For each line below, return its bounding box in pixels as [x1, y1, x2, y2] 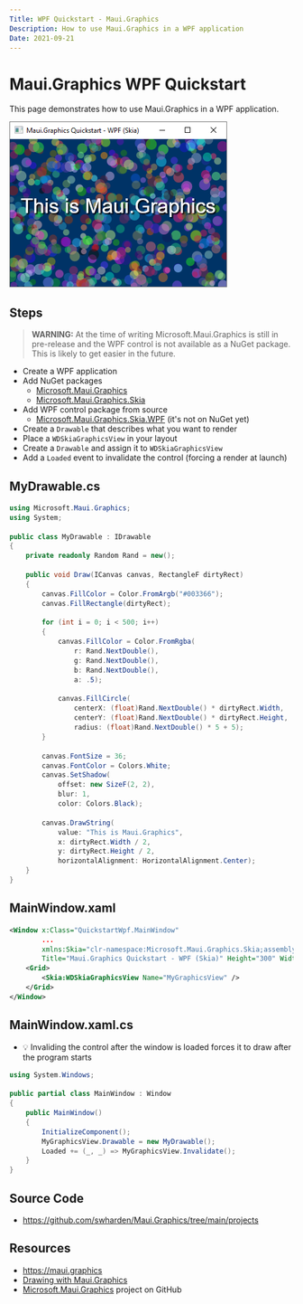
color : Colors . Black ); [57, 799, 143, 808]
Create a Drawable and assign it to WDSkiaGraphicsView [22, 443, 223, 454]
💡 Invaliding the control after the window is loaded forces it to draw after [22, 1041, 291, 1053]
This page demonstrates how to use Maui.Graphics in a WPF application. [9, 104, 280, 115]
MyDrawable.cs [9, 478, 101, 494]
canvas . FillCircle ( [57, 695, 131, 704]
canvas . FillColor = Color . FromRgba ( [57, 638, 196, 647]
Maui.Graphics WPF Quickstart [9, 73, 246, 94]
